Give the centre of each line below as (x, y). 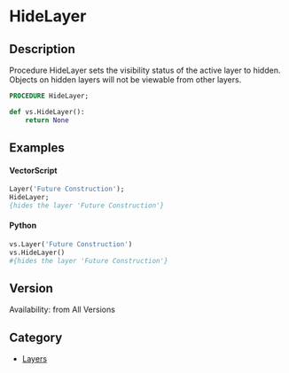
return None (47, 120)
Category (36, 337)
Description (42, 49)
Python (23, 225)
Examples (37, 148)
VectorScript (33, 170)
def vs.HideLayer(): (47, 112)
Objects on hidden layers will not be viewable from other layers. (125, 80)
